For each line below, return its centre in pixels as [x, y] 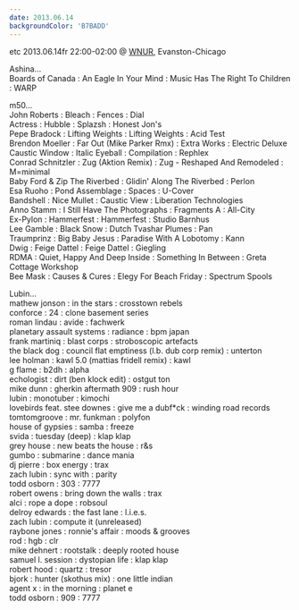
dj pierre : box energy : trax [59, 464]
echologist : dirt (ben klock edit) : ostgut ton [90, 379]
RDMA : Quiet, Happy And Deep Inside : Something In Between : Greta [138, 257]
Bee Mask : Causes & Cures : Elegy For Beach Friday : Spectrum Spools [141, 276]
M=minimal [30, 172]
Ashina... [25, 69]
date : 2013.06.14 [42, 17]
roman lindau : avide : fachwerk [67, 322]
